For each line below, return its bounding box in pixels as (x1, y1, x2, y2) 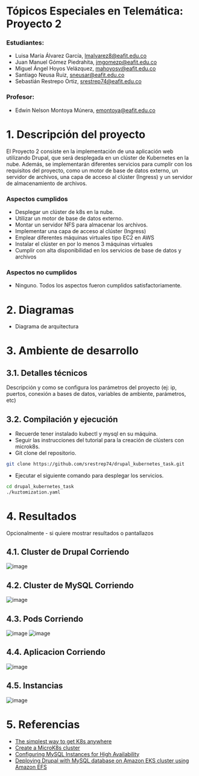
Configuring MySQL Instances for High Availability (14, 750, 140, 757)
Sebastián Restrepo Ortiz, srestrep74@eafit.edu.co (14, 78, 142, 85)
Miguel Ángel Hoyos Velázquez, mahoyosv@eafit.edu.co (14, 65, 156, 72)
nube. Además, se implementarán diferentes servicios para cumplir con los (6, 160, 193, 167)
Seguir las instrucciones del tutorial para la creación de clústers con (14, 437, 185, 444)
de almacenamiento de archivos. (6, 180, 87, 187)
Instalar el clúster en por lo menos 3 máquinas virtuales (14, 240, 153, 248)
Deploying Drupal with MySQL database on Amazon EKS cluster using (14, 757, 189, 764)
